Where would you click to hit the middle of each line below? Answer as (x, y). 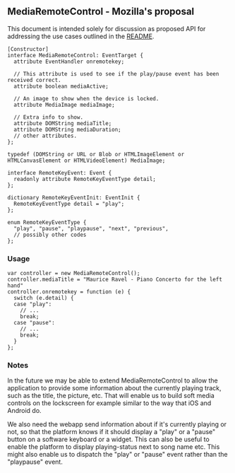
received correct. (34, 80)
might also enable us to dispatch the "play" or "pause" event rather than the (117, 455)
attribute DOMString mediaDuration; (67, 129)
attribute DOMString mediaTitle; (63, 123)
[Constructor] (28, 49)
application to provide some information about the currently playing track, (114, 388)
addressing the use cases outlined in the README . (81, 36)
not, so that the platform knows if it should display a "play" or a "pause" (112, 432)
